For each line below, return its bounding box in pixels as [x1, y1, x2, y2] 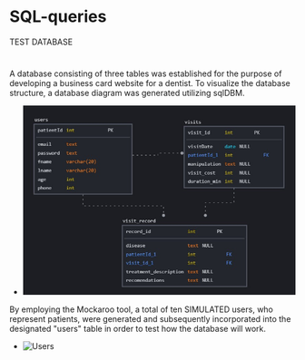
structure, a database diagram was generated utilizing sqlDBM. [9, 88, 245, 99]
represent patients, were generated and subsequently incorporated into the [9, 314, 291, 325]
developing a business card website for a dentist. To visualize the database [9, 78, 290, 89]
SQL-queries [9, 6, 107, 27]
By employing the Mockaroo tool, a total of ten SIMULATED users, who [9, 304, 274, 315]
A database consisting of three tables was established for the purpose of [9, 68, 282, 79]
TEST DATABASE [9, 36, 74, 47]
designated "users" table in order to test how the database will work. [9, 324, 266, 335]
